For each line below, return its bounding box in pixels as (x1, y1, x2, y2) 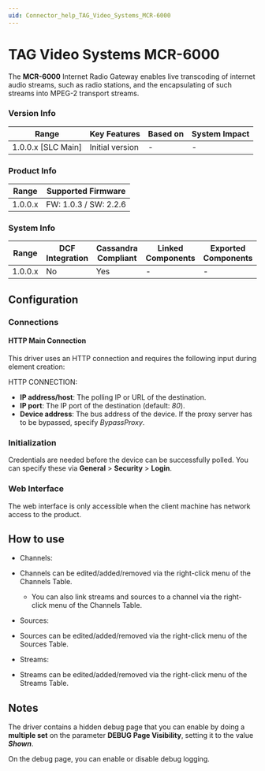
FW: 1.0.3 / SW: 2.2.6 (46, 199, 126, 210)
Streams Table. (19, 679, 69, 688)
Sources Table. (19, 639, 69, 649)
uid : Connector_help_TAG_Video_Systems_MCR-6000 (8, 11, 171, 20)
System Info (8, 222, 56, 233)
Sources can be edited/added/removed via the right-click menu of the (19, 631, 248, 641)
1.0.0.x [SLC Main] (12, 141, 83, 152)
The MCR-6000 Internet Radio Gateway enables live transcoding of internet (8, 72, 256, 81)
